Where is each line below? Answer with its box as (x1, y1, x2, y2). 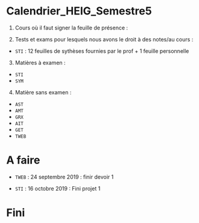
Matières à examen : (14, 59, 66, 66)
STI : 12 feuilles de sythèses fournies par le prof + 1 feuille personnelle (14, 47, 189, 55)
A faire (6, 153, 40, 167)
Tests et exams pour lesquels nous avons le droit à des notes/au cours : (14, 35, 194, 43)
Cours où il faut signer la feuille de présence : (14, 24, 128, 31)
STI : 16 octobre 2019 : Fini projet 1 (14, 185, 101, 192)
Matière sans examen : (14, 88, 72, 96)
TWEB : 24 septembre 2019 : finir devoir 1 (14, 173, 114, 180)
